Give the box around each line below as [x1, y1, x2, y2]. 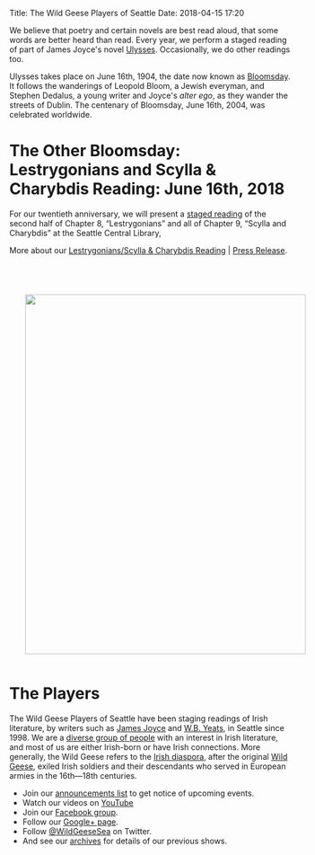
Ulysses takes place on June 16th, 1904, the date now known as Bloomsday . [9, 71, 291, 82]
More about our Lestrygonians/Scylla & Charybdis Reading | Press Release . [9, 244, 288, 255]
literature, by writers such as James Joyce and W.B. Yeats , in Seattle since [9, 722, 284, 733]
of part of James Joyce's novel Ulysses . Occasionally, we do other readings [9, 44, 291, 55]
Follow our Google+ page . [22, 816, 119, 827]
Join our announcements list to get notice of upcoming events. [22, 788, 255, 798]
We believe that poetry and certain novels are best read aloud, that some [9, 25, 279, 35]
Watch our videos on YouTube [22, 797, 135, 807]
